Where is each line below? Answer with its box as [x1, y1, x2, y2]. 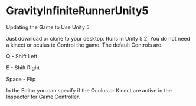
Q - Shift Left [6, 52, 38, 59]
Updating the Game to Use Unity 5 [6, 24, 90, 31]
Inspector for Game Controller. [6, 93, 80, 100]
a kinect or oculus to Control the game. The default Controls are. [6, 41, 163, 48]
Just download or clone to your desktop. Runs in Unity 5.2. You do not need [6, 35, 191, 42]
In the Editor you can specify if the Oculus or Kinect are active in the [6, 87, 172, 94]
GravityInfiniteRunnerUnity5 [6, 4, 149, 18]
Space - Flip [6, 75, 36, 82]
